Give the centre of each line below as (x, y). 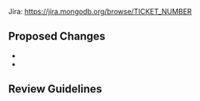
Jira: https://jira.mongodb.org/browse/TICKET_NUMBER (100, 12)
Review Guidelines (55, 89)
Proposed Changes (57, 36)
